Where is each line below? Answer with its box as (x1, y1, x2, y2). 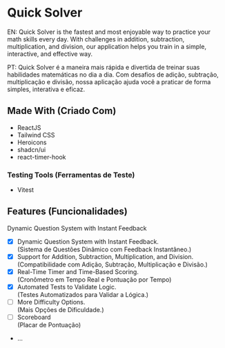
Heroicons (17, 138, 47, 146)
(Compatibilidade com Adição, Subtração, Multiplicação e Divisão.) (17, 260, 208, 269)
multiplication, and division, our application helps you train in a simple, (7, 42, 207, 50)
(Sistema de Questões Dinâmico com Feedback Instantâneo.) (17, 245, 192, 253)
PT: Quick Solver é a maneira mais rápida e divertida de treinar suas (7, 63, 200, 71)
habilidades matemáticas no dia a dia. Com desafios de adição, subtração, (7, 70, 219, 79)
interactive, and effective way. (7, 50, 93, 58)
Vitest (17, 186, 35, 194)
